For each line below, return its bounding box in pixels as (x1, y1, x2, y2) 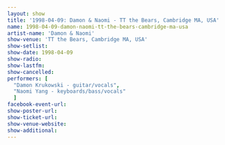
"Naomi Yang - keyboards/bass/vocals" (13, 88, 127, 95)
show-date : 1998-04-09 (7, 49, 73, 56)
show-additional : (7, 127, 58, 134)
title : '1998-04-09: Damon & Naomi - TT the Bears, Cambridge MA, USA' (7, 17, 219, 24)
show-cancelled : (7, 68, 54, 75)
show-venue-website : (7, 120, 68, 128)
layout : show (7, 10, 45, 17)
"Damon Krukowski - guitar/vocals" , (13, 82, 120, 89)
